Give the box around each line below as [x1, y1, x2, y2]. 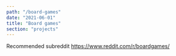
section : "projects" [6, 26, 59, 32]
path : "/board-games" [6, 9, 62, 15]
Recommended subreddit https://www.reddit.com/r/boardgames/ [6, 43, 170, 50]
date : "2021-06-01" [6, 15, 56, 21]
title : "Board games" [6, 20, 62, 26]
